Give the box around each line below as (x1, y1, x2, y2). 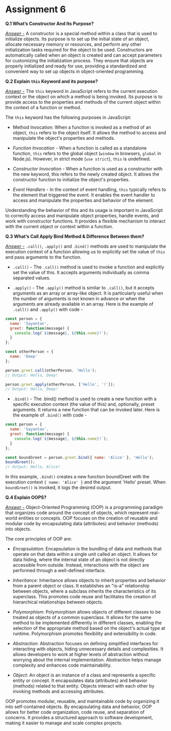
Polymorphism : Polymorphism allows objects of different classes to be (12, 609, 161, 615)
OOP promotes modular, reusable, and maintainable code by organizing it (5, 698, 159, 704)
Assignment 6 (5, 4, 66, 15)
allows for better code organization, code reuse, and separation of (5, 709, 144, 715)
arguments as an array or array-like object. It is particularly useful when (12, 290, 163, 296)
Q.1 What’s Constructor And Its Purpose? (5, 20, 94, 27)
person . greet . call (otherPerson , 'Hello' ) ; (5, 368, 97, 373)
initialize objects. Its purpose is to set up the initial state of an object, (5, 36, 150, 42)
